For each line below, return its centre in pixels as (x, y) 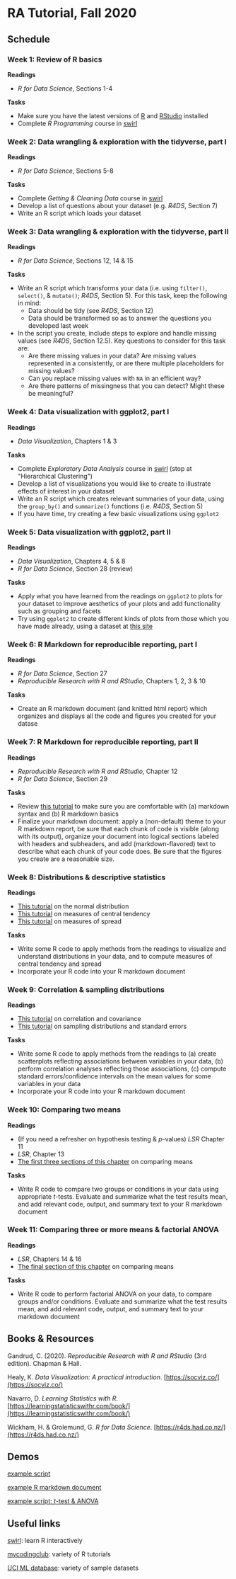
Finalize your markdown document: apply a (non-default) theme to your (122, 821)
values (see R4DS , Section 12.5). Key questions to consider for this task (122, 341)
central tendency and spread (60, 964)
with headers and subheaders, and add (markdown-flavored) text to (117, 843)
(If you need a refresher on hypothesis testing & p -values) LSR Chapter (121, 1139)
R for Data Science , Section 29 (63, 779)
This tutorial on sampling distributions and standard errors (102, 1026)
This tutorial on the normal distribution (73, 906)
